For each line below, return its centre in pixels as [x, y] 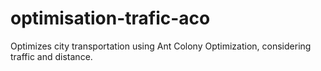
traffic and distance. [51, 56]
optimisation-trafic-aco [110, 18]
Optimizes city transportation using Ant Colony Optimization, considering [161, 46]
